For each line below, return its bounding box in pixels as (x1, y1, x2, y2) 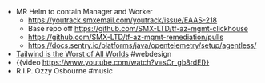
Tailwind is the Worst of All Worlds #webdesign (15, 49, 172, 58)
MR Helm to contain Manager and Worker (15, 7, 154, 16)
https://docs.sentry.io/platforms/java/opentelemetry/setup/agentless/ (27, 41, 257, 50)
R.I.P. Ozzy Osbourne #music (15, 66, 114, 75)
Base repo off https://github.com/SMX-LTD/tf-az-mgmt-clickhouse (27, 24, 248, 33)
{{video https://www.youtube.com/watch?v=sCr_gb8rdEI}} (15, 57, 210, 67)
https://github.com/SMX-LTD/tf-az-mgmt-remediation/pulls (27, 32, 224, 41)
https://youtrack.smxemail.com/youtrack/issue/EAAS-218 (27, 15, 218, 25)
